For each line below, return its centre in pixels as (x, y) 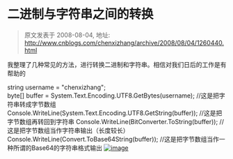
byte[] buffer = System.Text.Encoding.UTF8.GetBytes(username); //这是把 (113, 96)
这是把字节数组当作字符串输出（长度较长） (68, 130)
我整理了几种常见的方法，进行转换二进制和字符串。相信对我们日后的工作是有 (117, 64)
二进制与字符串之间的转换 (81, 14)
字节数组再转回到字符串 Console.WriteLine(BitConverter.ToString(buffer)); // (116, 121)
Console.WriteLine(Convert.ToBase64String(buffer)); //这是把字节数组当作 (113, 139)
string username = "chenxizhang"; (57, 87)
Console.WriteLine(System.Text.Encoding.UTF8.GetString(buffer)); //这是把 (115, 113)
